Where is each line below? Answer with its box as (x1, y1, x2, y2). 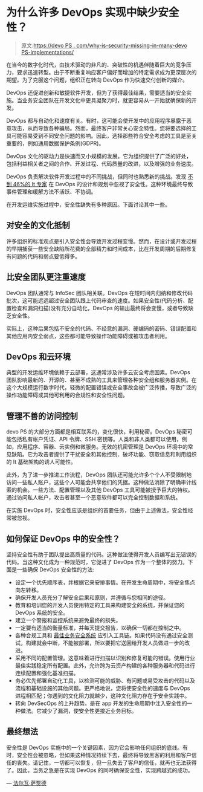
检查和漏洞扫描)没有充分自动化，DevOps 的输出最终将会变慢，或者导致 (11, 304, 188, 311)
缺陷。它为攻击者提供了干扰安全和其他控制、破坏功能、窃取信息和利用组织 (11, 451, 197, 458)
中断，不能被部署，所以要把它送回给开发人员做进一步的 (47, 639, 185, 646)
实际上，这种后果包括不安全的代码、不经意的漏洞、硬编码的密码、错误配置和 (6, 325, 197, 332)
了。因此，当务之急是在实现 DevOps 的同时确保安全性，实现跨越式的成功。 (6, 766, 193, 774)
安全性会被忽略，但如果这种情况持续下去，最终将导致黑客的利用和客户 (16, 751, 192, 759)
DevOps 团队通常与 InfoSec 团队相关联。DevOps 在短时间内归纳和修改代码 (6, 289, 193, 296)
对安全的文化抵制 (6, 220, 70, 230)
